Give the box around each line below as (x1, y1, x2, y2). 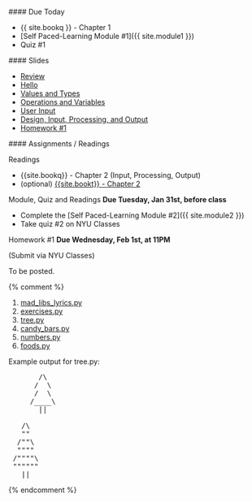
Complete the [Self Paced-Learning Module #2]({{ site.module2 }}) (20, 210, 245, 220)
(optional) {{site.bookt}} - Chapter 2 (20, 179, 141, 188)
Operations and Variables (20, 97, 106, 106)
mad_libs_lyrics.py (20, 298, 83, 307)
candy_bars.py (20, 324, 70, 333)
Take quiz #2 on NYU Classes (20, 219, 120, 228)
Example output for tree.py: (8, 357, 100, 366)
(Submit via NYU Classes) (8, 251, 95, 260)
